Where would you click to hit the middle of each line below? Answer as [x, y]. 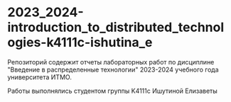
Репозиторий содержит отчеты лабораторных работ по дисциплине [111, 62]
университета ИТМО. [40, 77]
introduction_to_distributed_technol [116, 27]
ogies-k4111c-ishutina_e [80, 42]
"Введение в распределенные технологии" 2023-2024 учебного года [113, 69]
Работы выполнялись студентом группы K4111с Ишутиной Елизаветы [113, 91]
